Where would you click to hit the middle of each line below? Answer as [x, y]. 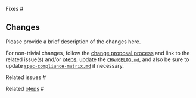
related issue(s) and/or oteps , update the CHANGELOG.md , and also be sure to [97, 59]
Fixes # [15, 9]
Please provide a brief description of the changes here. [73, 42]
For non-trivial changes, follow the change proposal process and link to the [98, 53]
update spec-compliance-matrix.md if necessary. [65, 65]
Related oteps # [25, 88]
